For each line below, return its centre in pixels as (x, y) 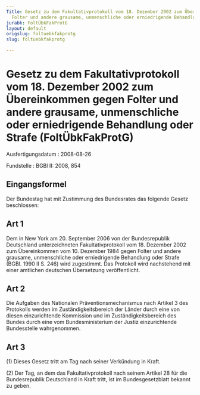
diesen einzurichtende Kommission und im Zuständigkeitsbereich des (91, 316)
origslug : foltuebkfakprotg (41, 34)
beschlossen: (23, 205)
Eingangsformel (36, 185)
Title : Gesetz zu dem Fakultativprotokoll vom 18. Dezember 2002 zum (94, 12)
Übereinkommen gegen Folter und (92, 100)
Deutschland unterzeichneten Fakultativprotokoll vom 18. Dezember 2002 (96, 245)
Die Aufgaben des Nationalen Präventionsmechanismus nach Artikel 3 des (97, 303)
